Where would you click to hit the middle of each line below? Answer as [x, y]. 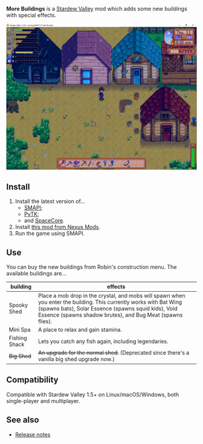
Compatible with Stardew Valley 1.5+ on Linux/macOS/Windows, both [93, 394]
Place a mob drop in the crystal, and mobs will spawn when [112, 295]
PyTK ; [31, 214]
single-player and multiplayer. [43, 401]
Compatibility [32, 380]
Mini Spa [20, 329]
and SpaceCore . [44, 220]
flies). [45, 321]
